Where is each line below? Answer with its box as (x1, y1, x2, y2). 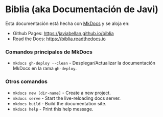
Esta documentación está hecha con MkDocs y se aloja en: (5, 20, 130, 26)
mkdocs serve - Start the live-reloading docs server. (12, 95, 121, 101)
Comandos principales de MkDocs (5, 48, 93, 55)
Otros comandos (5, 78, 48, 85)
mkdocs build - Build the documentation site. (12, 100, 107, 106)
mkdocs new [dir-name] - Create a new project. (12, 90, 111, 96)
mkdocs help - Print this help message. (12, 106, 94, 112)
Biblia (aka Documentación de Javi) (5, 4, 158, 15)
